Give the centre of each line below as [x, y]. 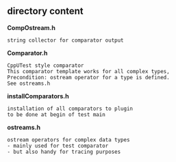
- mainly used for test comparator [58, 146]
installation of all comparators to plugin [70, 109]
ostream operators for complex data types [68, 139]
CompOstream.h [32, 27]
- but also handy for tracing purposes [64, 152]
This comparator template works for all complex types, [88, 71]
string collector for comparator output [66, 40]
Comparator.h [27, 53]
